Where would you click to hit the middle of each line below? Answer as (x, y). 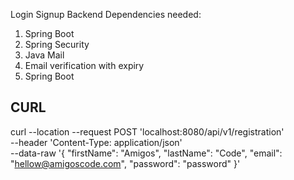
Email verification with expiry (84, 65)
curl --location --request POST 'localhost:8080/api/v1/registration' (147, 131)
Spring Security (57, 44)
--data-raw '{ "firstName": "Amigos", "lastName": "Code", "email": (146, 153)
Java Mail (44, 55)
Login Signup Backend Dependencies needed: (106, 14)
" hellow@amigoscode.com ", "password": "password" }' (125, 163)
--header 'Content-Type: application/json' (96, 142)
